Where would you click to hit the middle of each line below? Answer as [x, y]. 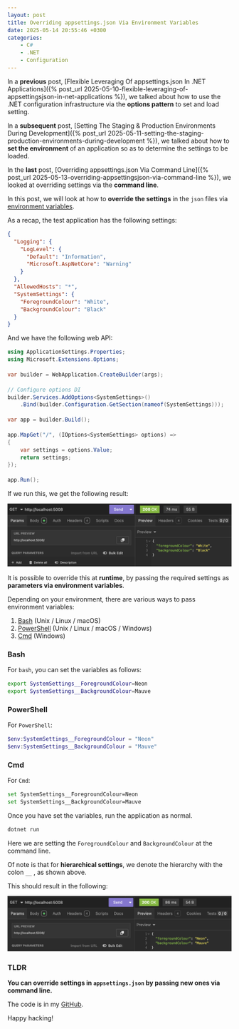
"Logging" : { [33, 242]
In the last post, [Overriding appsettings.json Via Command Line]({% [108, 169]
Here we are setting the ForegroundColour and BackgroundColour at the [110, 843]
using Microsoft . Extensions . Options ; [63, 360]
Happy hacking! [31, 1018]
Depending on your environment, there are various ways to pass [101, 599]
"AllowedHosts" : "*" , [46, 287]
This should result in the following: [58, 886]
